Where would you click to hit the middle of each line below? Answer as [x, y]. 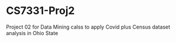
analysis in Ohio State [32, 33]
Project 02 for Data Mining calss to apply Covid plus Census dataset [88, 27]
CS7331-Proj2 [40, 11]
